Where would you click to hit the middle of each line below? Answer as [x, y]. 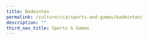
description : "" [26, 22]
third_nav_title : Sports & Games [48, 28]
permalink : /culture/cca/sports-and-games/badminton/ [75, 17]
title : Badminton [28, 11]
